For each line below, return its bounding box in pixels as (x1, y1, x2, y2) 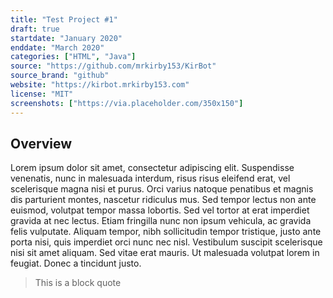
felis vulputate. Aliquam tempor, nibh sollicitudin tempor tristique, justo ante (10, 226, 322, 238)
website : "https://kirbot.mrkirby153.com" (10, 80, 190, 90)
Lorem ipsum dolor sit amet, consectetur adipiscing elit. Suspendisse (10, 162, 295, 174)
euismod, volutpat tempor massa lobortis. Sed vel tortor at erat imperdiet (10, 204, 310, 216)
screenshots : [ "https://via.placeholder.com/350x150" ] (10, 98, 244, 108)
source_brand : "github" (10, 71, 110, 81)
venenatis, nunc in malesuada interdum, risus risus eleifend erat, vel (10, 172, 291, 185)
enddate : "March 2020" (10, 42, 105, 53)
